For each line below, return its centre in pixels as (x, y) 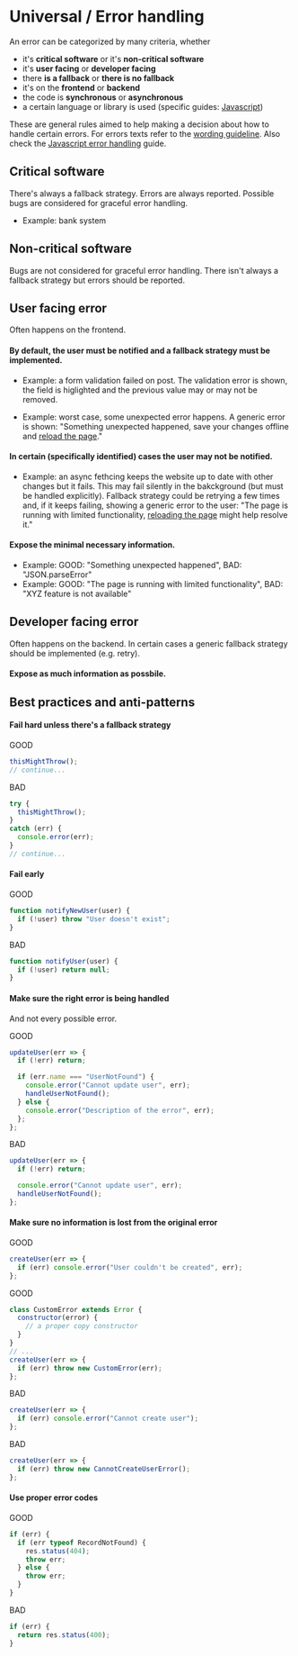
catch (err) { (36, 829)
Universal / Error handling (107, 17)
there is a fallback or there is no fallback (98, 77)
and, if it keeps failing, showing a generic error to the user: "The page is (155, 505)
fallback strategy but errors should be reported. (97, 280)
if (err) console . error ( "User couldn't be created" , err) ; (130, 1267)
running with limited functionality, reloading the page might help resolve (155, 514)
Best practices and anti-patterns (102, 702)
